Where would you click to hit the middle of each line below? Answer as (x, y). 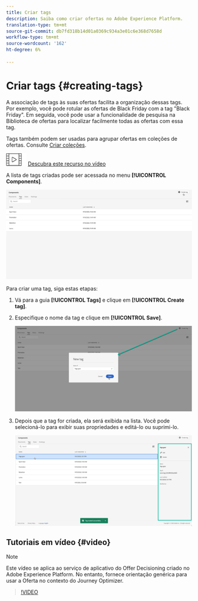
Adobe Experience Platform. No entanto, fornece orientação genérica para (97, 574)
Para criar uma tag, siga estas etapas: (52, 289)
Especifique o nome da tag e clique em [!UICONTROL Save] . (88, 318)
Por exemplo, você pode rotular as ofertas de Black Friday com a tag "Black (98, 108)
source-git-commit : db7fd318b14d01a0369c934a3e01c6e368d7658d (84, 31)
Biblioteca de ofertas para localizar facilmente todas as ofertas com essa (95, 121)
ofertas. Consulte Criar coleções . (46, 145)
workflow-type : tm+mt (33, 37)
